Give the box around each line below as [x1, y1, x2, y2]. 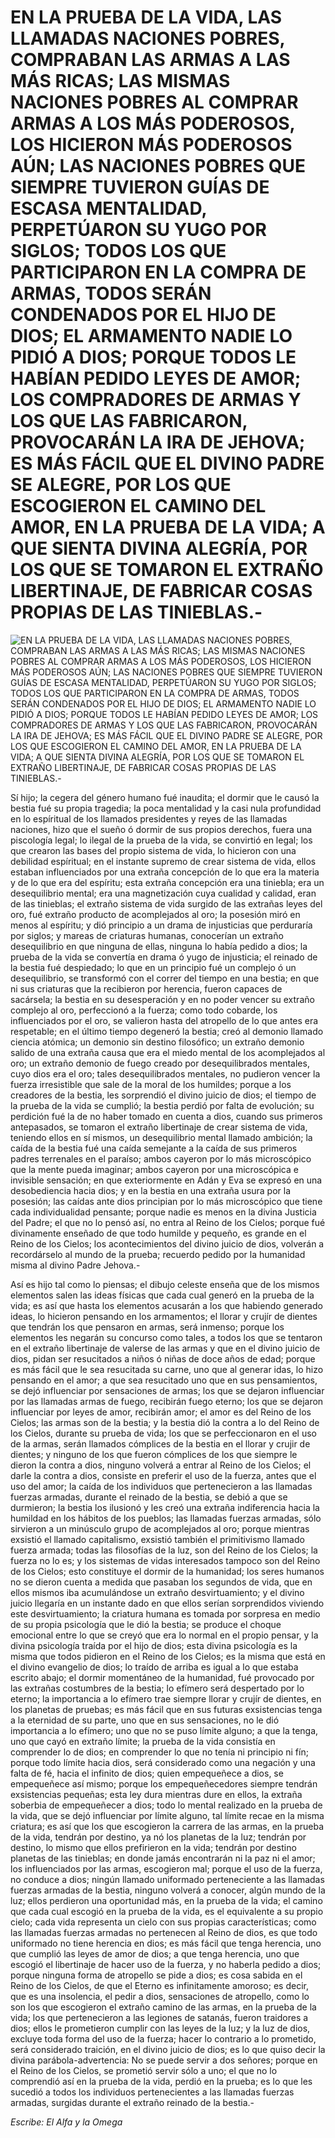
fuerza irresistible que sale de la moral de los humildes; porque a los [10, 1078, 292, 1090]
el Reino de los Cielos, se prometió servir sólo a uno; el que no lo [10, 2064, 278, 2076]
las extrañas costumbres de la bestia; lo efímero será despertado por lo [10, 1682, 305, 1694]
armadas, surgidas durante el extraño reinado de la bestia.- [10, 2096, 255, 2108]
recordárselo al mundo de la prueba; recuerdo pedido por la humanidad [10, 1248, 306, 1260]
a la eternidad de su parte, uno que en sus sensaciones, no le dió [10, 1714, 280, 1726]
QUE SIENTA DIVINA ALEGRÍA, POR [10, 537, 308, 560]
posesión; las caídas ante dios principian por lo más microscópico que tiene [10, 1195, 323, 1207]
